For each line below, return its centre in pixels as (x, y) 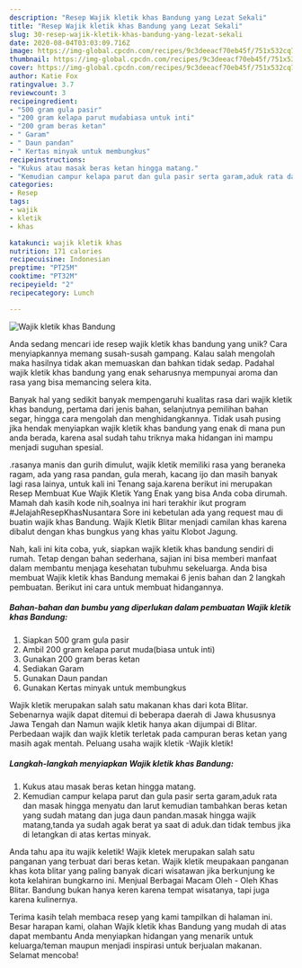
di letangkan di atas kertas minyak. (86, 834)
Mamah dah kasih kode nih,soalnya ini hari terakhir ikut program (128, 502)
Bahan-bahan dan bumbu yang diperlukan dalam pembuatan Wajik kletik (151, 608)
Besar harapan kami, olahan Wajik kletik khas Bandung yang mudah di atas (148, 926)
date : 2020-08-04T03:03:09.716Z (70, 43)
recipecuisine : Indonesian (60, 260)
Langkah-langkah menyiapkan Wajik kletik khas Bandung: (121, 764)
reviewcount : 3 (38, 93)
